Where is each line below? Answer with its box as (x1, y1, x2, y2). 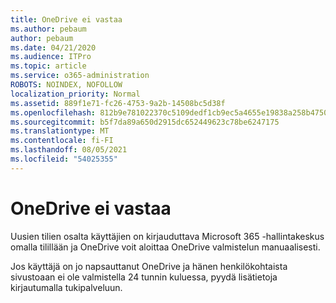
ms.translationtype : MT (10, 126, 110, 136)
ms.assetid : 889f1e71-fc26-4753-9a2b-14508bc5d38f (10, 98, 226, 108)
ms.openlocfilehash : (10, 107, 97, 118)
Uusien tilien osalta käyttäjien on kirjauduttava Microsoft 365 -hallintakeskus (10, 230, 325, 242)
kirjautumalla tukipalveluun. (10, 281, 123, 293)
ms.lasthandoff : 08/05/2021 (10, 145, 128, 155)
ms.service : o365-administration (10, 71, 150, 81)
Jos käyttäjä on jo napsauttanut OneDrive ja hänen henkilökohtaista (10, 260, 288, 272)
